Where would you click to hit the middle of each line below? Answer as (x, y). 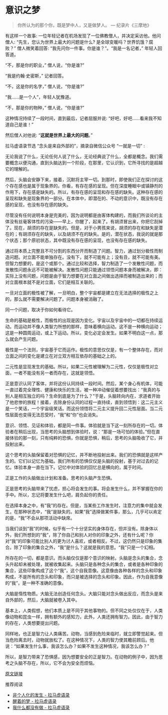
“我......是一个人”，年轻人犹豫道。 (39, 97)
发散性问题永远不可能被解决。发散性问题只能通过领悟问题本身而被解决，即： (84, 269)
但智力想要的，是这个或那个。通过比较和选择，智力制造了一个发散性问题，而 (84, 263)
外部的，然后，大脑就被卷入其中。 (44, 600)
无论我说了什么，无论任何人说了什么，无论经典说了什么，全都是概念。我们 (82, 156)
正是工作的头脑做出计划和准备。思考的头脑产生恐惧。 (60, 478)
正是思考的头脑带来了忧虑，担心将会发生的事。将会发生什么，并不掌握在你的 (84, 488)
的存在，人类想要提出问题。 (34, 623)
